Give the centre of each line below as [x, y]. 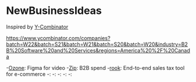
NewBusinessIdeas [54, 11]
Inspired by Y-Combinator [37, 27]
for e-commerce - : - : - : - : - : [39, 74]
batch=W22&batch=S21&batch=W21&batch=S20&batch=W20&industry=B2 [97, 44]
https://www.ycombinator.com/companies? [58, 38]
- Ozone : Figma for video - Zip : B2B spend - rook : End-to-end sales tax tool [95, 67]
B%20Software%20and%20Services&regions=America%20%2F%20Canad [98, 50]
